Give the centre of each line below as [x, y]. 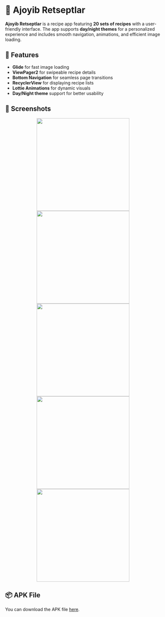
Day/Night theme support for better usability [58, 93]
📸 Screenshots [28, 109]
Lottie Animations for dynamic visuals [51, 88]
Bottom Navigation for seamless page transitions [62, 77]
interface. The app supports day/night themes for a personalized [88, 29]
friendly [13, 29]
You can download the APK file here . [42, 610]
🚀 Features [22, 55]
